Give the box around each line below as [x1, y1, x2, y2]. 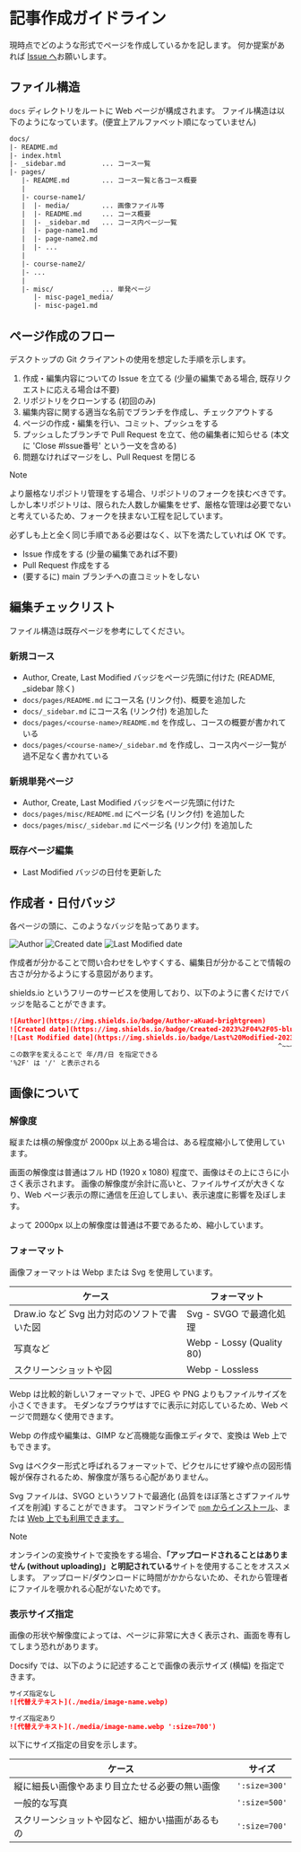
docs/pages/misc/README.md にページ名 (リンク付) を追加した [21, 809, 245, 820]
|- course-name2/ [21, 259, 87, 268]
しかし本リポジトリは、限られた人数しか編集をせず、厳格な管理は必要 [9, 499, 269, 510]
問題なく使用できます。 [32, 1410, 119, 1421]
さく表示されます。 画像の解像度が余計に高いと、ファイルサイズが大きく [9, 1178, 278, 1189]
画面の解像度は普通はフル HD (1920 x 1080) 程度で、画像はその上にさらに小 [9, 1167, 289, 1178]
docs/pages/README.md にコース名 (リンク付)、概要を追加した [21, 695, 246, 706]
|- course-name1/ [21, 192, 87, 202]
